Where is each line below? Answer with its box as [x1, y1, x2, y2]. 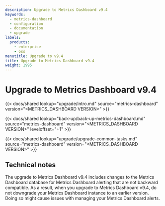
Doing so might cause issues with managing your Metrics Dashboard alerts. [5, 195, 160, 201]
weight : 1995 [5, 63, 32, 68]
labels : [5, 35, 21, 40]
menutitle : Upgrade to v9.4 [5, 53, 64, 59]
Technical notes [5, 161, 56, 169]
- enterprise [14, 44, 41, 49]
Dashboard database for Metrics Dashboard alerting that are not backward [5, 179, 158, 185]
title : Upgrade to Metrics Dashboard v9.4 [5, 58, 94, 63]
